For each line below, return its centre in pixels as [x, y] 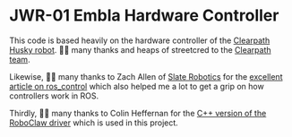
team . [20, 59]
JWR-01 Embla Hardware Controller [144, 16]
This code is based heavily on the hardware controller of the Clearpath [140, 40]
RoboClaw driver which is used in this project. [94, 123]
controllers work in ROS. [54, 96]
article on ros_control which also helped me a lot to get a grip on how [137, 86]
